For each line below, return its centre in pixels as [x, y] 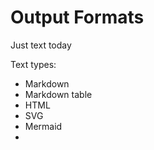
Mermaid [43, 126]
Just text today [41, 45]
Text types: [33, 64]
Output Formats [77, 17]
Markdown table [58, 94]
